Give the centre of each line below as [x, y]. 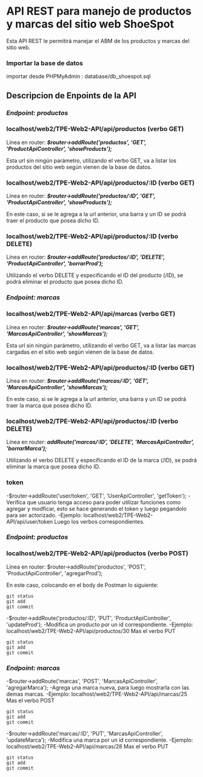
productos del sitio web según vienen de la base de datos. [79, 167]
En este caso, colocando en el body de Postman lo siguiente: [82, 585]
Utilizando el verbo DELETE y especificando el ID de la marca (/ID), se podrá [101, 460]
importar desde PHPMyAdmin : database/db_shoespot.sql [78, 77]
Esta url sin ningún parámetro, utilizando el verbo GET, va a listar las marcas [101, 345]
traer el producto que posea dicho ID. [53, 221]
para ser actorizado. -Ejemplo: [44, 515]
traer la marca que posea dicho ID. [49, 405]
